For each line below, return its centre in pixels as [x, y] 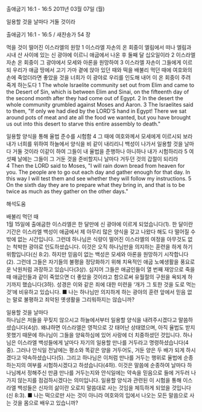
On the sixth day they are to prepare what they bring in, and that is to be [96, 185]
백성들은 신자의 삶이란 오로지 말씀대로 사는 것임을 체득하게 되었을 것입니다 [104, 388]
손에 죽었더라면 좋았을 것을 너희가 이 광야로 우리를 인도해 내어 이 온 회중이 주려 [99, 78]
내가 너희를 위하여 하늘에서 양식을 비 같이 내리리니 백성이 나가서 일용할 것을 [95, 144]
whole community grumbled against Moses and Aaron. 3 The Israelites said [100, 105]
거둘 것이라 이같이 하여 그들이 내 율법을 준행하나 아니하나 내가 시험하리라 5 [100, 151]
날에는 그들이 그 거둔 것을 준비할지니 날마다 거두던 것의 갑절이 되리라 [98, 159]
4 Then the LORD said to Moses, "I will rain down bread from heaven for [96, 166]
